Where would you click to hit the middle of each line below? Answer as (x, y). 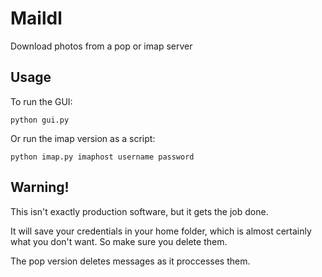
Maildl (36, 18)
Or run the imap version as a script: (83, 138)
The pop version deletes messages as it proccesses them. (130, 261)
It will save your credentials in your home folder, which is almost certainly (161, 231)
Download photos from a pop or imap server (101, 46)
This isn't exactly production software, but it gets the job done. (139, 211)
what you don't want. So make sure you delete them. (119, 241)
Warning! (40, 187)
